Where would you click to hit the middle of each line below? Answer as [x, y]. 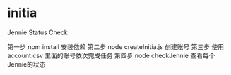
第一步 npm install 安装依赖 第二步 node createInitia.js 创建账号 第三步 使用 [116, 46]
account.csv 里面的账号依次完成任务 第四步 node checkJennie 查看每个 [111, 55]
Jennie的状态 [26, 64]
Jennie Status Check [38, 32]
